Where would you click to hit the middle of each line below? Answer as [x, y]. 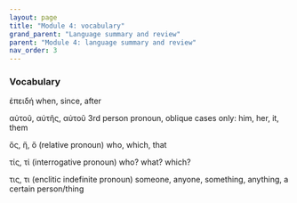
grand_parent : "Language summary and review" [95, 34]
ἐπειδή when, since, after [56, 101]
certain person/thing [47, 189]
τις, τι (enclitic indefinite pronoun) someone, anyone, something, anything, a [149, 180]
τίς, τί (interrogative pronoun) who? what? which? [100, 162]
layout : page [33, 17]
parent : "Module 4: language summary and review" [103, 42]
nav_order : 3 [33, 51]
